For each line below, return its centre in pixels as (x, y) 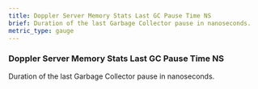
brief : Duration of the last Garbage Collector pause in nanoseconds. (130, 23)
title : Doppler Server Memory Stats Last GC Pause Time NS (110, 16)
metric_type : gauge (41, 30)
